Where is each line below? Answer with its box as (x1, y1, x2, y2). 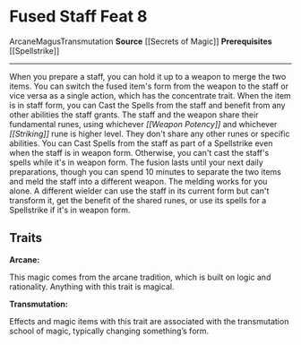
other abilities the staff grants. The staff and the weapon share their (9, 109, 259, 120)
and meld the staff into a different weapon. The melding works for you (9, 176, 268, 186)
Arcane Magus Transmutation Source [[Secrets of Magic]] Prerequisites (9, 36, 272, 47)
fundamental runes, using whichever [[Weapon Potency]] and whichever (9, 118, 278, 129)
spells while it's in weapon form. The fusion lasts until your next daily (9, 157, 264, 168)
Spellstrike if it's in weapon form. (9, 204, 131, 215)
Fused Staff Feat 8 (9, 6, 148, 27)
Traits (9, 230, 43, 246)
